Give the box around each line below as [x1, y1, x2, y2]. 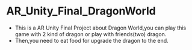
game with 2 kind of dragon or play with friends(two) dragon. [14, 30, 167, 37]
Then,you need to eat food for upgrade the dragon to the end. [14, 37, 169, 44]
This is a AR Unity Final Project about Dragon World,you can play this [14, 24, 187, 31]
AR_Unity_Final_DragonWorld [6, 4, 156, 18]
